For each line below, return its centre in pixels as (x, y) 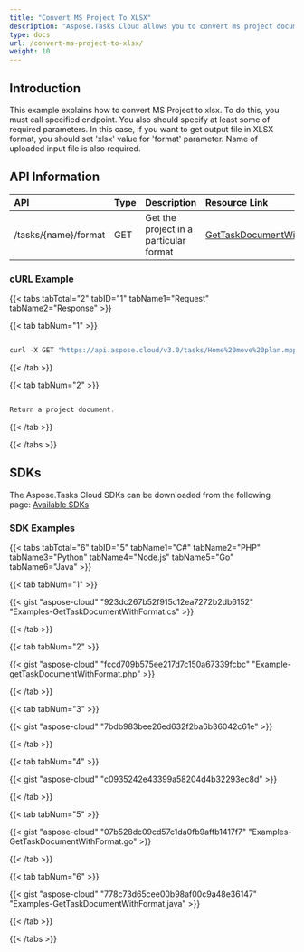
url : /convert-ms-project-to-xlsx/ (76, 43)
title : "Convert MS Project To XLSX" (81, 18)
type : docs (30, 34)
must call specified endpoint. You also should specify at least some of (140, 120)
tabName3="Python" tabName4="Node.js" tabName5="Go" (122, 557)
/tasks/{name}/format (60, 235)
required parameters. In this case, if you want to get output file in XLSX (142, 129)
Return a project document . (62, 409)
